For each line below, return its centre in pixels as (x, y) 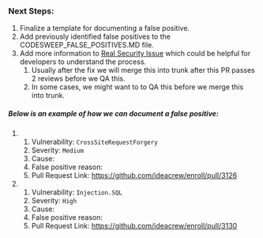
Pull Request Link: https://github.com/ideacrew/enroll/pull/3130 (134, 226)
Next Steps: (31, 11)
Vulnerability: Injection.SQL (77, 192)
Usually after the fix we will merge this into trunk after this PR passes (143, 70)
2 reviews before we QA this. (78, 79)
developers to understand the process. (83, 62)
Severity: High (54, 201)
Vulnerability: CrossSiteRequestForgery (94, 142)
